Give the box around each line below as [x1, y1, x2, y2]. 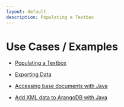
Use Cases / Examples [6, 40, 119, 53]
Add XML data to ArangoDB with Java [14, 94, 108, 101]
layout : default [6, 8, 46, 15]
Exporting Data [14, 71, 52, 78]
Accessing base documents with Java [14, 83, 108, 90]
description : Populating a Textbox [6, 14, 94, 20]
